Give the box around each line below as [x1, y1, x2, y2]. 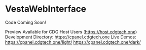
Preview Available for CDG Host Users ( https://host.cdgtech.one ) [5, 29, 137, 34]
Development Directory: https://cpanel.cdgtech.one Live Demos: [5, 34, 137, 40]
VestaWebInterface [5, 3, 86, 15]
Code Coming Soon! [5, 19, 46, 25]
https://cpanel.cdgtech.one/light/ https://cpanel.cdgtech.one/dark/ [5, 39, 141, 45]
